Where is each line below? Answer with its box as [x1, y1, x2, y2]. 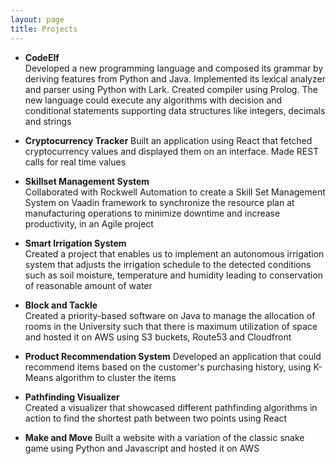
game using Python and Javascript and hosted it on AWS [24, 442, 260, 454]
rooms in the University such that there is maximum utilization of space [24, 320, 318, 332]
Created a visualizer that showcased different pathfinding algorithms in [24, 401, 318, 413]
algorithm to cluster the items [55, 371, 177, 383]
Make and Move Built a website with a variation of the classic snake [24, 431, 305, 443]
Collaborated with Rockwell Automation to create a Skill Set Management [24, 186, 326, 198]
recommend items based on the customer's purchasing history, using [24, 361, 312, 373]
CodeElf [24, 51, 60, 63]
